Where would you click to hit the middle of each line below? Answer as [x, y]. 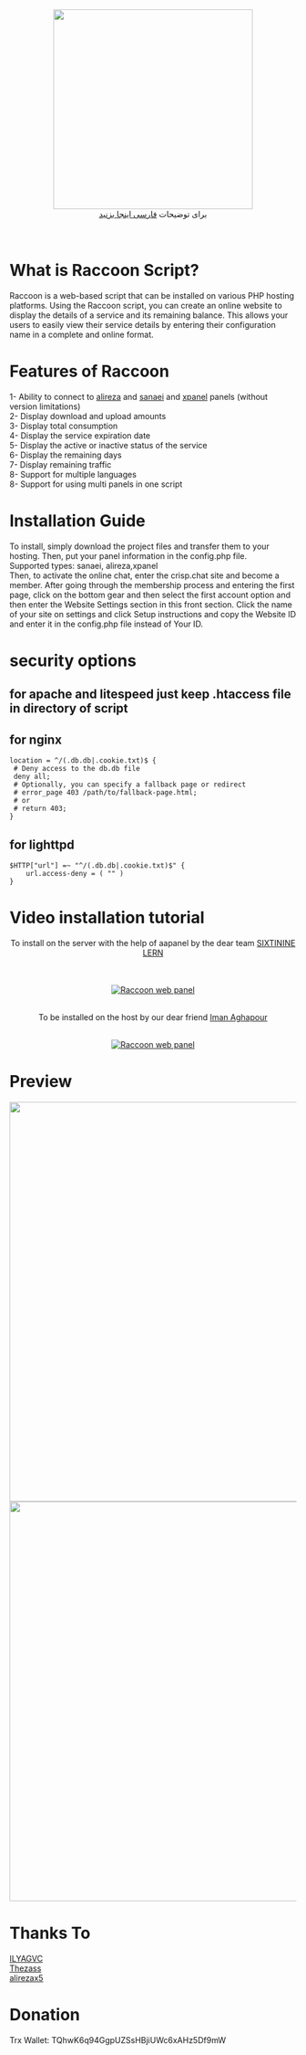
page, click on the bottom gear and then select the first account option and [150, 595]
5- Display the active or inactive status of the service [108, 445]
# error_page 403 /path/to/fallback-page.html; [105, 793]
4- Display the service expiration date [80, 435]
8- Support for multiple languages [73, 474]
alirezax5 [26, 1977]
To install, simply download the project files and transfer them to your [140, 546]
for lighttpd [42, 844]
